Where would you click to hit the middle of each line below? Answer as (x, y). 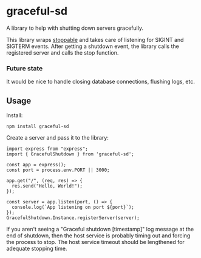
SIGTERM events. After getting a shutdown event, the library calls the (93, 46)
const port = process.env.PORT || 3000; (58, 170)
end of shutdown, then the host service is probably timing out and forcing (98, 236)
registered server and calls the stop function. (63, 52)
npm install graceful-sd (38, 127)
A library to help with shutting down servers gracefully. (75, 28)
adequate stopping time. (37, 249)
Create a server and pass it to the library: (58, 138)
